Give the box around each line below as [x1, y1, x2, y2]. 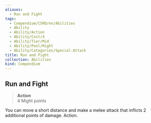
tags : [5, 16, 16, 21]
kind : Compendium [5, 61, 41, 66]
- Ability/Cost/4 [9, 35, 45, 40]
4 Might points [17, 98, 46, 103]
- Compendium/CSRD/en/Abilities [9, 20, 76, 26]
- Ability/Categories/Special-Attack [9, 48, 86, 53]
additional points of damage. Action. [5, 112, 78, 118]
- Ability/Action [9, 30, 45, 35]
